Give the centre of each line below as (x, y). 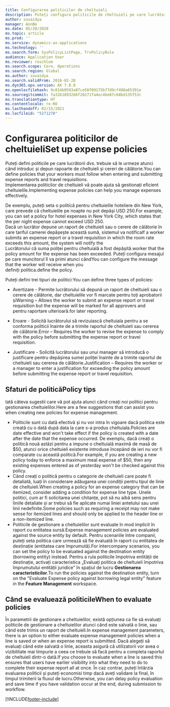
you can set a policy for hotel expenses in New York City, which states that (83, 216)
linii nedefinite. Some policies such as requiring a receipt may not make (86, 508)
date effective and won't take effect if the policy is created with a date (85, 433)
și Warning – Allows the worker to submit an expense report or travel (83, 300)
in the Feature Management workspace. (55, 584)
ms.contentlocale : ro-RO (31, 104)
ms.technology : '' (25, 48)
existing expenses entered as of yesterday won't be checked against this (89, 465)
